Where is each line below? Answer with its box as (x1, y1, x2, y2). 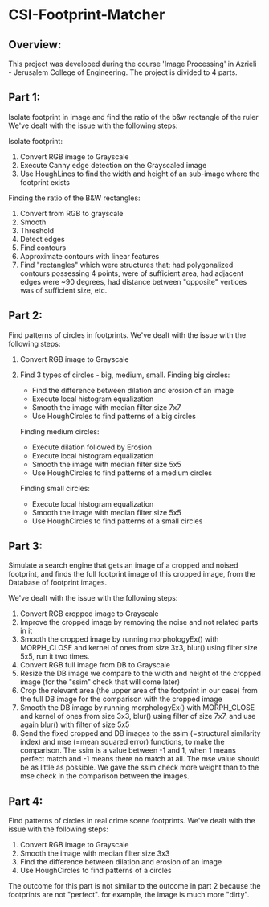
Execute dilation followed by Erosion (31, 442, 153, 452)
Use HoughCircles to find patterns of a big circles (31, 411, 197, 421)
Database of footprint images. (8, 577, 108, 588)
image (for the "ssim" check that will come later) (19, 677, 181, 687)
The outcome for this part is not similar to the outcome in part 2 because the (8, 881, 261, 891)
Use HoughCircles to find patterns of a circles (19, 866, 172, 876)
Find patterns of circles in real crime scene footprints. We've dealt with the (8, 816, 255, 826)
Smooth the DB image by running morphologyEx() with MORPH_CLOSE (19, 703, 255, 712)
